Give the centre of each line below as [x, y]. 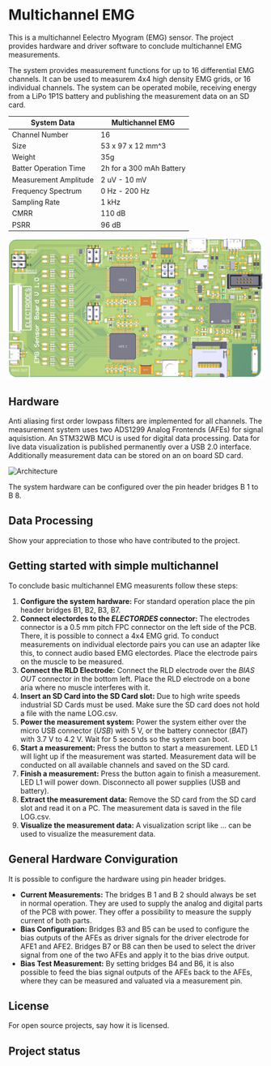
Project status [44, 1051]
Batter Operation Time [49, 169]
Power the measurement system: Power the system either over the [133, 721]
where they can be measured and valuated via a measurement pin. [131, 980]
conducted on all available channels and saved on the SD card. [125, 764]
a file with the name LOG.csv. [69, 713]
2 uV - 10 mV [124, 179]
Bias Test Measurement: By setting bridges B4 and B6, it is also [127, 963]
